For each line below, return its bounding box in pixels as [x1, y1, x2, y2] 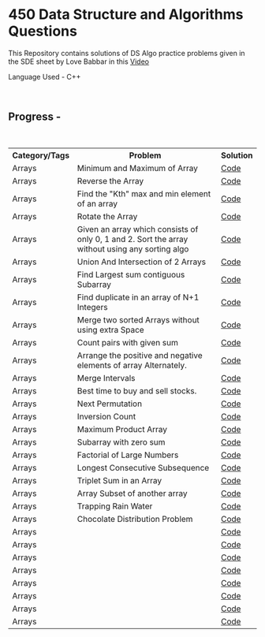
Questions [8, 22, 77, 40]
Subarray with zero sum [77, 436, 166, 447]
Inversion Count [77, 411, 136, 422]
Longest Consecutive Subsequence [77, 462, 210, 473]
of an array [77, 198, 118, 209]
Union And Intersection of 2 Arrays [77, 256, 207, 267]
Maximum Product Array [77, 423, 168, 434]
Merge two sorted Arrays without [77, 314, 200, 325]
